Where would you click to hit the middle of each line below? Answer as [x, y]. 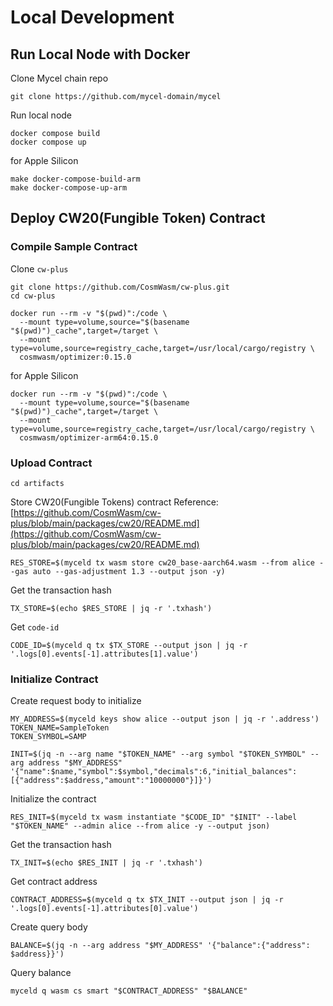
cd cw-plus [33, 296]
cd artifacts [37, 483]
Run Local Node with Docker [100, 54]
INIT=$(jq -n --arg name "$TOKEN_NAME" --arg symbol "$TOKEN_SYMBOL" [158, 754]
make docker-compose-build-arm [75, 179]
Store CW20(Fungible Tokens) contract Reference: [114, 502]
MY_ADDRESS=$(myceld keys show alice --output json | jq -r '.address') [165, 719]
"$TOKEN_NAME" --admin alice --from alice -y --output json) [140, 826]
